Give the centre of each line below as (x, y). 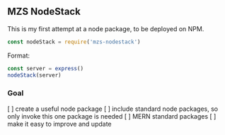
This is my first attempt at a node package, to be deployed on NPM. (106, 28)
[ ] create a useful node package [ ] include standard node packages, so (112, 109)
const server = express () (45, 68)
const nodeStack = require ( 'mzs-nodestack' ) (74, 42)
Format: (19, 55)
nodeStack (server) (34, 75)
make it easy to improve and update (59, 124)
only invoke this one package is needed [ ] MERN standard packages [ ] (112, 116)
